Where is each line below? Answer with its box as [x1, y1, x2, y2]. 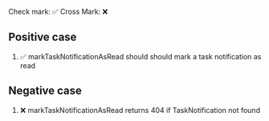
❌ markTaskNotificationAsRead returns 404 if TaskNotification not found [19, 105, 261, 115]
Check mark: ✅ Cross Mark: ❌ [8, 7, 108, 16]
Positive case [8, 30, 77, 44]
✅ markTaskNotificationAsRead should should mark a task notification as [19, 51, 262, 61]
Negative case [8, 84, 83, 98]
